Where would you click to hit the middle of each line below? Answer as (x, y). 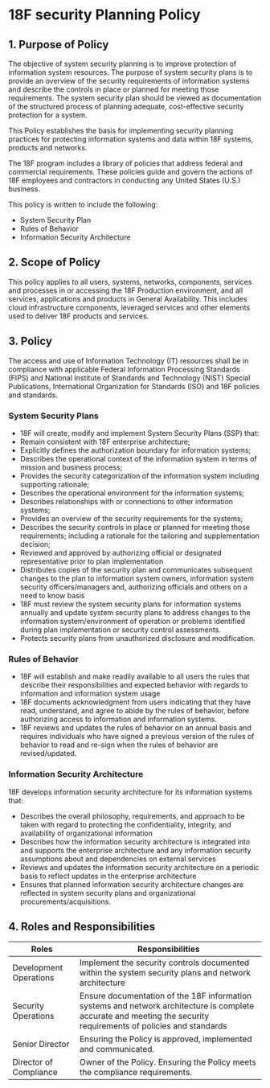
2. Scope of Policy (54, 263)
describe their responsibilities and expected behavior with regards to (134, 685)
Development (37, 968)
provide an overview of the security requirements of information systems (129, 81)
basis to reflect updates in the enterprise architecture (108, 876)
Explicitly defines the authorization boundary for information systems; (135, 450)
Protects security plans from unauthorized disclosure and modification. (137, 638)
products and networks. (48, 148)
